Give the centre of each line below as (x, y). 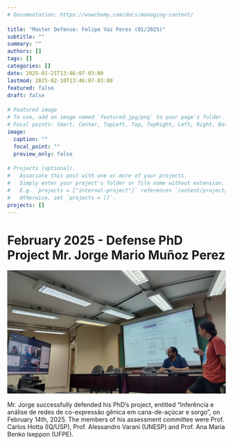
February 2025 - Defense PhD (95, 240)
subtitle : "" (26, 37)
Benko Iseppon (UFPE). (41, 434)
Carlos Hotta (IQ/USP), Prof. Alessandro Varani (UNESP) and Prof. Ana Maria (116, 426)
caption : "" (31, 139)
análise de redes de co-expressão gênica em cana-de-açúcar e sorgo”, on (114, 412)
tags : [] (20, 59)
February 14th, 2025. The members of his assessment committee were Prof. (116, 419)
